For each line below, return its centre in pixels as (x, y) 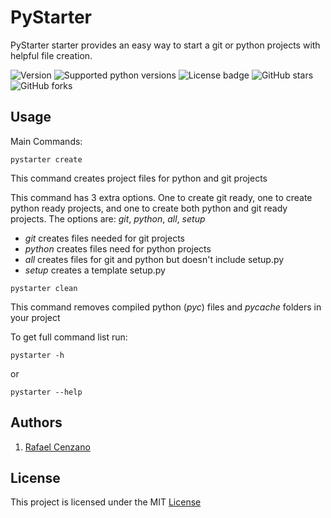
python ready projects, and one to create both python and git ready (149, 208)
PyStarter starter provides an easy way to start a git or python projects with (165, 45)
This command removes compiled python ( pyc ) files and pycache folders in (166, 307)
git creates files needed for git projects (104, 238)
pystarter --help (46, 392)
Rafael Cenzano (57, 447)
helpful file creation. (51, 55)
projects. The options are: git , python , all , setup (108, 218)
